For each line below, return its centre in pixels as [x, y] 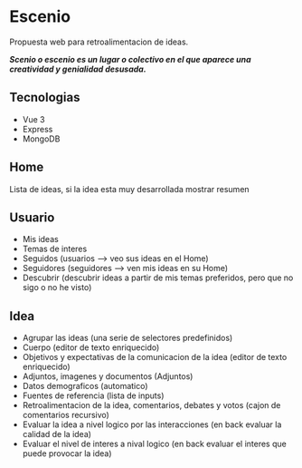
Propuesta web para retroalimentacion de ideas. [99, 42]
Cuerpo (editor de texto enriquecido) [91, 347]
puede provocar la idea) [67, 453]
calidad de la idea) [57, 434]
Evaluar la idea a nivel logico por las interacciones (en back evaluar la [152, 424]
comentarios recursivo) [66, 415]
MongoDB [41, 139]
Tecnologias [45, 97]
